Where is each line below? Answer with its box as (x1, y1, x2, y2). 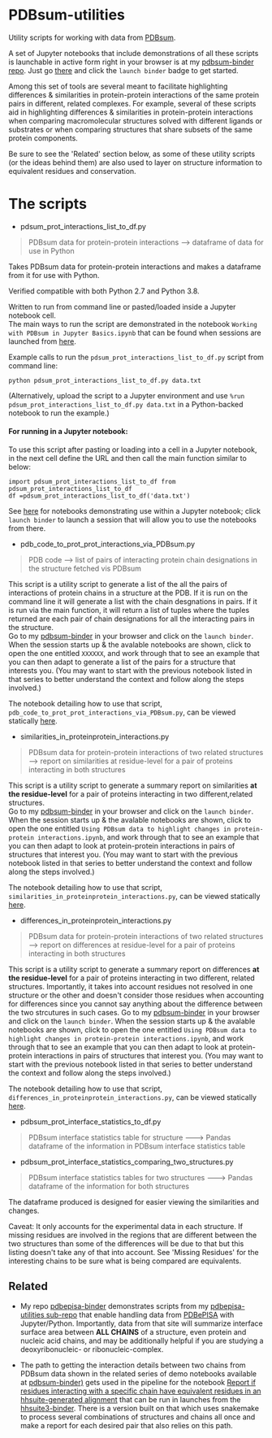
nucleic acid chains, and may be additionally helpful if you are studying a (19, 1336, 264, 1345)
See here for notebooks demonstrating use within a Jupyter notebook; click (8, 506, 261, 516)
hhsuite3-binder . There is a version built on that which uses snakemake (19, 1403, 260, 1413)
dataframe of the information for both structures (28, 1181, 190, 1192)
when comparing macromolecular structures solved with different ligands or (8, 115, 263, 125)
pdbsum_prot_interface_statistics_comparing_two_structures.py (19, 1157, 234, 1167)
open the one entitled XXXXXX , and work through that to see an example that (8, 649, 260, 658)
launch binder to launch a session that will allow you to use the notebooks (8, 515, 257, 525)
